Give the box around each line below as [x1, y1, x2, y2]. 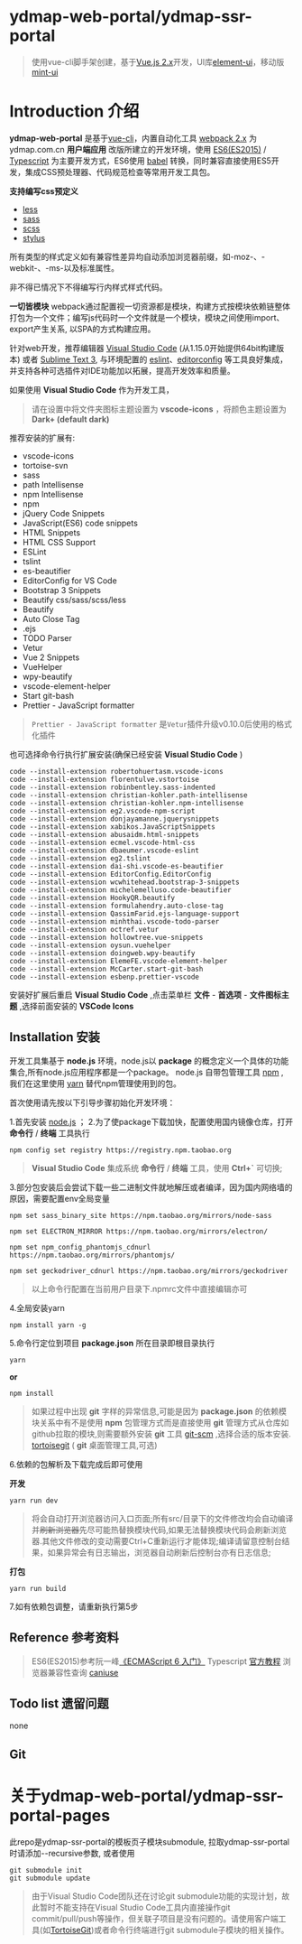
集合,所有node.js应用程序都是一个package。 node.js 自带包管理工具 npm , [9, 1066, 284, 1077]
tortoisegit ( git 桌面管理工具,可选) [31, 1439, 158, 1450]
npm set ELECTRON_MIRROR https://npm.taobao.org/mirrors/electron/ [9, 1226, 269, 1236]
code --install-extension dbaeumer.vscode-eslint [9, 846, 200, 855]
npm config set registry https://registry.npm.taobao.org [9, 1145, 232, 1155]
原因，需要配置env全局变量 [9, 1193, 111, 1204]
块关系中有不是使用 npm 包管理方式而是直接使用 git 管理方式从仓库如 [31, 1417, 289, 1428]
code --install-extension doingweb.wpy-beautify [9, 948, 196, 958]
